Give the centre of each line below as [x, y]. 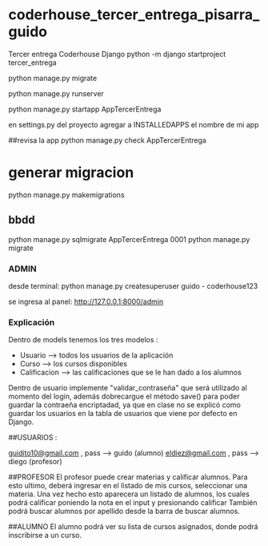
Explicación [32, 322]
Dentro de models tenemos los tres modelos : [83, 340]
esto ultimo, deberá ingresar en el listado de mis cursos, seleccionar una [128, 486]
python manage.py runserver [56, 93]
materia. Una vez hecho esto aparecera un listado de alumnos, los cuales [129, 494]
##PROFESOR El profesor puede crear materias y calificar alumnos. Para [128, 477]
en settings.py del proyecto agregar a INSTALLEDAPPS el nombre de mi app [134, 124]
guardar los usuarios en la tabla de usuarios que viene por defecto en [123, 414]
